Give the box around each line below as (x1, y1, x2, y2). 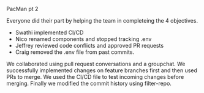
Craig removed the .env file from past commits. (15, 48, 135, 56)
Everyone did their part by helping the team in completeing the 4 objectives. (6, 17, 198, 24)
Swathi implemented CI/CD (15, 29, 84, 36)
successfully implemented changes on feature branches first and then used (6, 67, 198, 74)
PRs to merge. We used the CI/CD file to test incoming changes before (6, 73, 184, 80)
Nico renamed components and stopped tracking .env (15, 35, 152, 42)
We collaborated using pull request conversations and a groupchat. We (6, 61, 186, 67)
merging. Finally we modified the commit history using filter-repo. (6, 80, 172, 87)
